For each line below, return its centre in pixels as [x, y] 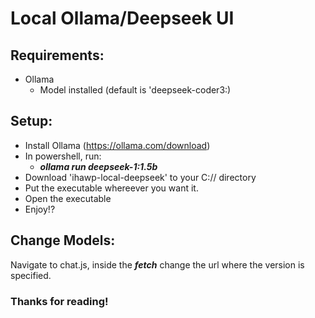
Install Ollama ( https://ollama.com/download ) [117, 145]
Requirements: [57, 55]
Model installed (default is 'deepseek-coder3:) [135, 90]
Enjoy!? [40, 209]
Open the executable [68, 198]
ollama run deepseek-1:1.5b [98, 166]
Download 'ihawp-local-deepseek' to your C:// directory [140, 177]
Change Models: [63, 240]
